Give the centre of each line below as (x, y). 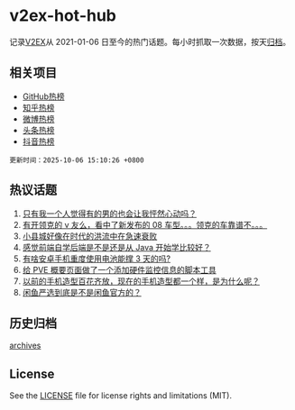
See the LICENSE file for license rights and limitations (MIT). (121, 396)
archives (25, 346)
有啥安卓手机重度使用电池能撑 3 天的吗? (97, 259)
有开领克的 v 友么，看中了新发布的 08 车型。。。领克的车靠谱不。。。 (145, 224)
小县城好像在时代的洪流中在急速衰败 (90, 236)
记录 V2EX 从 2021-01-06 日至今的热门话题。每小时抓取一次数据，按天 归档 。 (150, 41)
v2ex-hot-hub (63, 16)
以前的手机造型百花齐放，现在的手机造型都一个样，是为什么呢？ (141, 281)
